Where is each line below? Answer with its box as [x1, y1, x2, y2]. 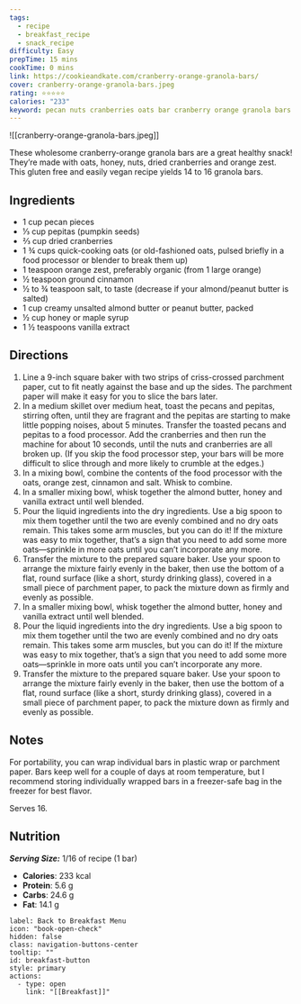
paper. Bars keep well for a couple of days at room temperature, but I [9, 766, 265, 777]
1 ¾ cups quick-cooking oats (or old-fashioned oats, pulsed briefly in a [22, 245, 285, 257]
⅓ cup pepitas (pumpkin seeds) [22, 226, 140, 237]
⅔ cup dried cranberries [22, 236, 113, 247]
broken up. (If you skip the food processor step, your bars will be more [22, 448, 285, 459]
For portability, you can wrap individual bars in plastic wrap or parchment [9, 756, 280, 767]
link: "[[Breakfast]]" [25, 987, 111, 996]
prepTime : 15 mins [9, 55, 78, 64]
